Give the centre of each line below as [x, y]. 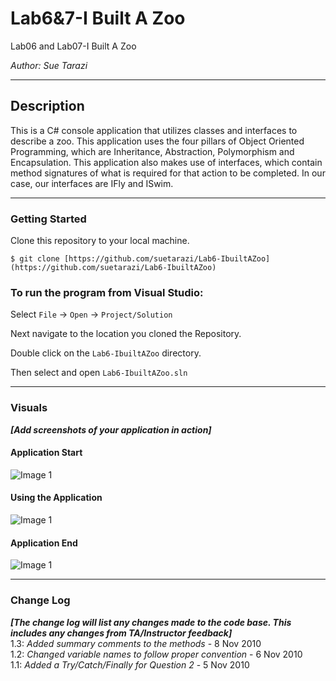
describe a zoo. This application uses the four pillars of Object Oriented [157, 141]
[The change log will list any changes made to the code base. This [151, 622]
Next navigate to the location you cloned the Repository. [126, 334]
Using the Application [56, 498]
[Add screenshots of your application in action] [111, 429]
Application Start [46, 453]
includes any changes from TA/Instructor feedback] [121, 633]
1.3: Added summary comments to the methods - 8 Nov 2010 [136, 643]
